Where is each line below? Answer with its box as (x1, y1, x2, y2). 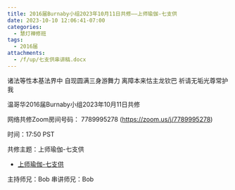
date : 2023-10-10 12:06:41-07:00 (7, 17, 106, 24)
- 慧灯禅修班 (13, 30, 47, 37)
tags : (7, 37, 23, 44)
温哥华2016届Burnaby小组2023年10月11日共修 (7, 100, 141, 108)
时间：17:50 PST (7, 129, 55, 138)
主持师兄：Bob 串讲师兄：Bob (7, 175, 94, 183)
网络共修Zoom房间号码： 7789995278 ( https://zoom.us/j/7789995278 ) (7, 115, 213, 123)
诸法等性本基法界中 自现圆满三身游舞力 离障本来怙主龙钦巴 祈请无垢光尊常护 (7, 76, 229, 84)
